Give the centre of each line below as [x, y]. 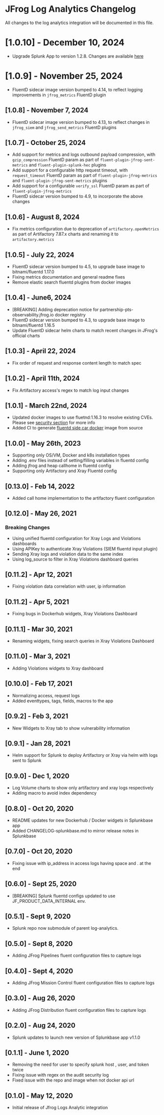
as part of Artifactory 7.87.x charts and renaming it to [65, 234]
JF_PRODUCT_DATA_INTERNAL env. [49, 901]
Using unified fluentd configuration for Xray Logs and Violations [76, 538]
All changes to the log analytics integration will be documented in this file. [79, 23]
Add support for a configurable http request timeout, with [70, 170]
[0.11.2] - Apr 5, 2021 [37, 602]
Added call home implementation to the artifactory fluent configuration [83, 498]
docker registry [70, 314]
